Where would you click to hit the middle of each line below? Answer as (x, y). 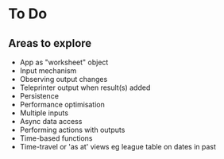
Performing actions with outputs (72, 130)
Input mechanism (48, 71)
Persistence (39, 96)
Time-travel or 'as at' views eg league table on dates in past (118, 147)
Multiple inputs (44, 113)
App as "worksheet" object (64, 62)
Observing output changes (64, 79)
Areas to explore (50, 43)
